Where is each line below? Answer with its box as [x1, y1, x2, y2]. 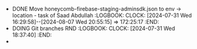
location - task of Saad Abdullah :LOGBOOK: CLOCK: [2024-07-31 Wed [12, 12, 192, 19]
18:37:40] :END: [12, 31, 52, 39]
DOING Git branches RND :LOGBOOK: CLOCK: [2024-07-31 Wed [12, 24, 176, 32]
